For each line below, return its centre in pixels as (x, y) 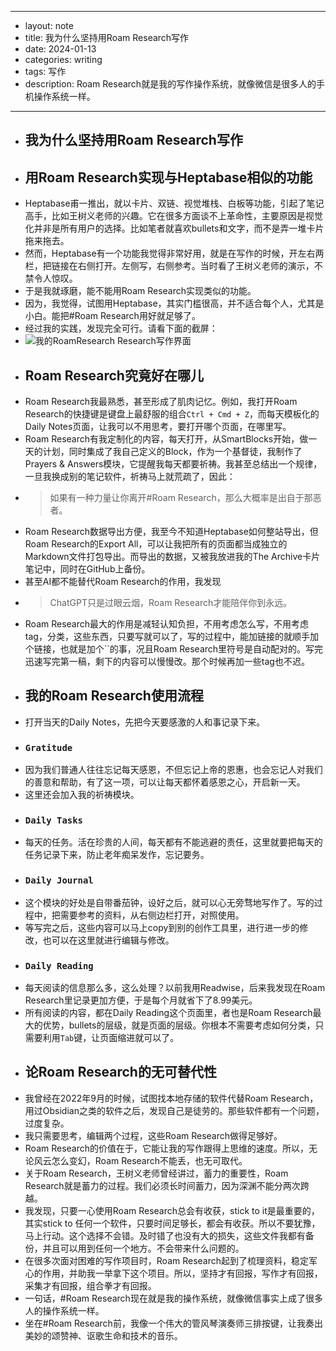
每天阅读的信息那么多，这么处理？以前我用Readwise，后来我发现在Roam (175, 988)
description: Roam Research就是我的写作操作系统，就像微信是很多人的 (170, 84)
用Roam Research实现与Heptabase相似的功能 (168, 177)
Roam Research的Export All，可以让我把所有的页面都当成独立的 (156, 544)
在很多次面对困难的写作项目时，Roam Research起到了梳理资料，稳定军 (171, 1260)
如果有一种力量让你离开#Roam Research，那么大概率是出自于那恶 (185, 498)
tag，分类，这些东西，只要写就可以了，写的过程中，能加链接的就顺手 (167, 637)
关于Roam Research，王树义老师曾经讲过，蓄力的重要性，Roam (156, 1173)
